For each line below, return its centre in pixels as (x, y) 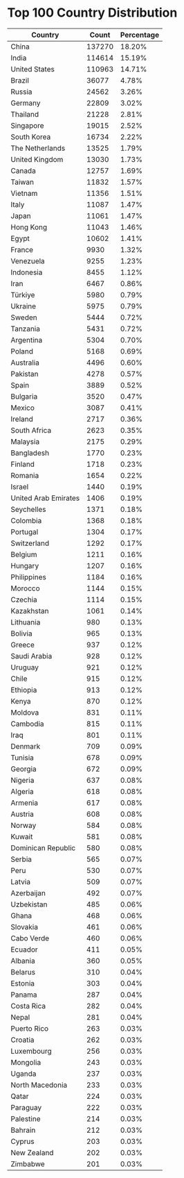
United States (33, 69)
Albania (23, 961)
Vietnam (24, 193)
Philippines (28, 576)
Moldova (25, 712)
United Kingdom (37, 159)
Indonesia (27, 272)
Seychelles (28, 509)
